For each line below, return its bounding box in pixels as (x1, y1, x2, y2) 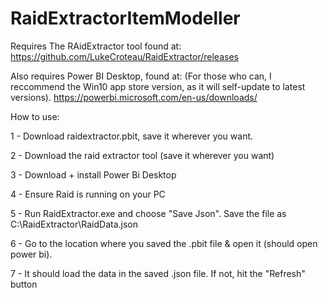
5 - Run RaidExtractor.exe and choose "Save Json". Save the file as (10, 207, 287, 219)
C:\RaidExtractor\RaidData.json (10, 218, 138, 230)
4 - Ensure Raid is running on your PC (10, 188, 166, 200)
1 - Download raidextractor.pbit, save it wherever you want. (10, 130, 254, 142)
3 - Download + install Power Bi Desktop (10, 168, 177, 181)
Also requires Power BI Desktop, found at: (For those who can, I (10, 70, 272, 82)
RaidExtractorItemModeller (10, 7, 241, 30)
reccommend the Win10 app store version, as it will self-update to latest (10, 80, 306, 92)
